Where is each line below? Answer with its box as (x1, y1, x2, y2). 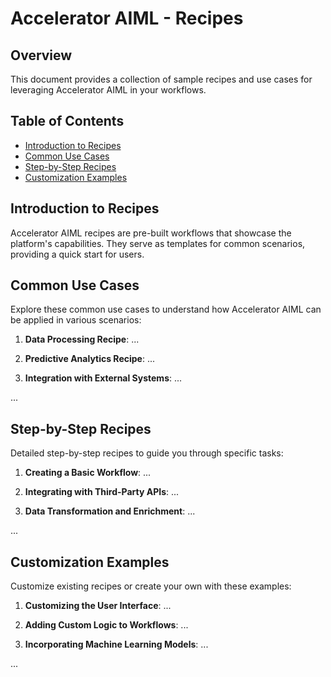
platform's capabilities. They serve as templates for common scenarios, (10, 237, 306, 249)
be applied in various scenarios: (10, 314, 142, 326)
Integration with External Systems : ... (24, 372, 183, 384)
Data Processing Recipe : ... (24, 333, 140, 346)
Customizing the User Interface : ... (24, 600, 172, 612)
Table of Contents (10, 113, 125, 130)
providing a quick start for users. (10, 248, 145, 260)
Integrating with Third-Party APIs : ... (24, 486, 180, 498)
